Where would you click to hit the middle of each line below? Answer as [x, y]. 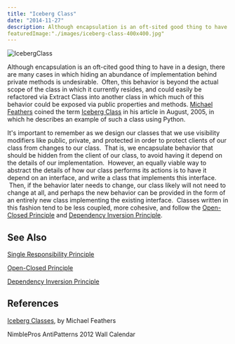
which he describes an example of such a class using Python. [96, 120]
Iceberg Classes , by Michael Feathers [62, 320]
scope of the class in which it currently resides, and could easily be [105, 89]
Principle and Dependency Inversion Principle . [96, 215]
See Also [27, 237]
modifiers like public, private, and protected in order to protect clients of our [117, 141]
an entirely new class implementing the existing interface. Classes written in [118, 200]
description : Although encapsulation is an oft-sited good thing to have [117, 27]
